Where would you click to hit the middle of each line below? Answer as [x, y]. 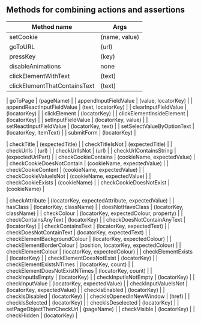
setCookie [23, 37]
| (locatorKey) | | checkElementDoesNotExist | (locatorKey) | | [82, 258]
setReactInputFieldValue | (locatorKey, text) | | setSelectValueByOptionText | [100, 126]
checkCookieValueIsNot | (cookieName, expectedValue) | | [79, 176]
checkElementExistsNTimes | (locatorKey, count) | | [70, 264]
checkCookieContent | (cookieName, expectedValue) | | [75, 169]
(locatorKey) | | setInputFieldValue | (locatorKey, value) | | [77, 120]
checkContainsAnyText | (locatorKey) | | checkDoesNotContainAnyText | [96, 219]
